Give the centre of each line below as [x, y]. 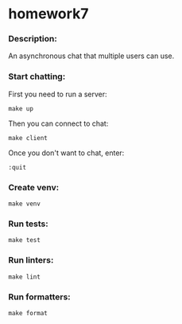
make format [28, 313]
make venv [25, 204]
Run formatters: [40, 297]
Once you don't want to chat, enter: [66, 153]
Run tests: [29, 224]
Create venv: [34, 187]
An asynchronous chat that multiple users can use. [91, 56]
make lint [25, 277]
